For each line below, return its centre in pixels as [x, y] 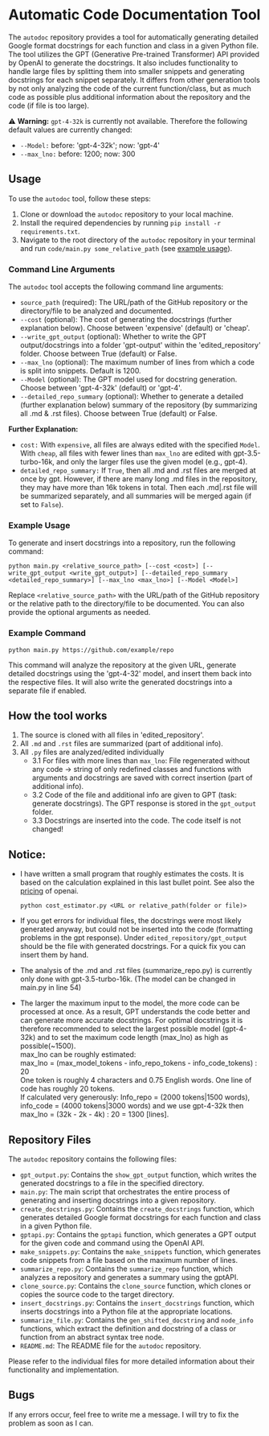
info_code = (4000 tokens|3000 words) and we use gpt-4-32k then [132, 1106]
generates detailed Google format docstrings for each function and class [140, 1218]
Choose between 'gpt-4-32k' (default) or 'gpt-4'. [101, 388]
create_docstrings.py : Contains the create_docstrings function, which [137, 1209]
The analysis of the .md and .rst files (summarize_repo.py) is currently [136, 971]
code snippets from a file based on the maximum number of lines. [129, 1261]
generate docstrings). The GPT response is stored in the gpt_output [144, 803]
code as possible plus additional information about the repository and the [129, 97]
